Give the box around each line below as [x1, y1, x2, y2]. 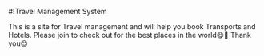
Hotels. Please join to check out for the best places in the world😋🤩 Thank [8, 31, 252, 39]
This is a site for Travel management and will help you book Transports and [8, 22, 256, 31]
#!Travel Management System [8, 7, 107, 16]
